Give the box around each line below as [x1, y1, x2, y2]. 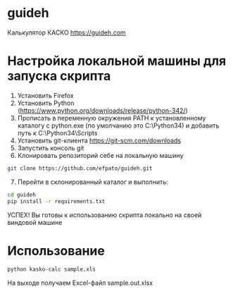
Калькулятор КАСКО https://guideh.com [7, 28, 126, 37]
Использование [7, 243, 106, 259]
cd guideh [7, 191, 37, 198]
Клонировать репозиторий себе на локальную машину [17, 151, 184, 159]
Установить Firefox [17, 91, 74, 99]
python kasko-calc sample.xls [7, 266, 96, 273]
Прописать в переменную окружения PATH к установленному [17, 114, 206, 122]
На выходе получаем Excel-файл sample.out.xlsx [7, 278, 153, 287]
